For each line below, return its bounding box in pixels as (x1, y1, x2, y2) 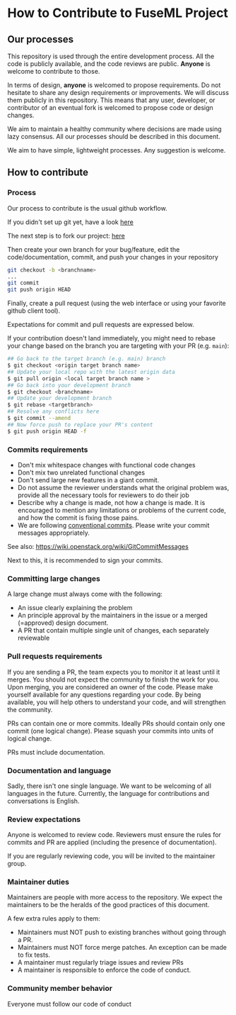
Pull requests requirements (7, 651, 102, 661)
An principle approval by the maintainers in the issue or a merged (17, 611, 208, 620)
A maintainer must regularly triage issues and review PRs (17, 958, 184, 967)
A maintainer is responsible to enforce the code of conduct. (17, 966, 191, 975)
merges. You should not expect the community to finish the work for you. (7, 675, 220, 684)
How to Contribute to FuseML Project (7, 5, 228, 21)
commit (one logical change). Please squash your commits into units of (7, 726, 214, 735)
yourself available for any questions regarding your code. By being (7, 690, 201, 699)
